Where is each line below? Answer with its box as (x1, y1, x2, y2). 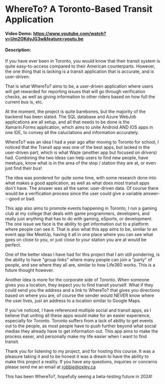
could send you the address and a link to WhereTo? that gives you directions (5, 287, 160, 293)
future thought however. (5, 267, 54, 273)
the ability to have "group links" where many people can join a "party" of (5, 256, 153, 262)
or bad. (20, 196, 35, 202)
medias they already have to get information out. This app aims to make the (5, 328, 159, 334)
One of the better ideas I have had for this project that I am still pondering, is (5, 251, 160, 257)
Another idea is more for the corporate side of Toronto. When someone (5, 277, 150, 282)
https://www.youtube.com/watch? (33, 31, 106, 36)
